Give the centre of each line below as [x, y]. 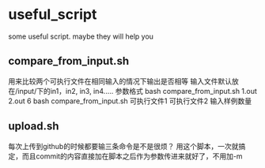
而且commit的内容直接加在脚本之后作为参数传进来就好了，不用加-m [132, 156]
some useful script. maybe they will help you [81, 36]
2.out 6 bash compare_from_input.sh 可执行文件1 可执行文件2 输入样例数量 [130, 101]
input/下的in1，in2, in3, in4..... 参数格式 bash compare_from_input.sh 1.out [137, 91]
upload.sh [34, 127]
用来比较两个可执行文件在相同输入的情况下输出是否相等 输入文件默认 [120, 81]
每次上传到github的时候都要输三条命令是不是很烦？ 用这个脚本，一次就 [123, 146]
